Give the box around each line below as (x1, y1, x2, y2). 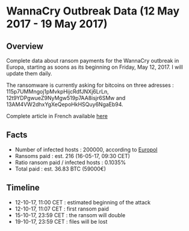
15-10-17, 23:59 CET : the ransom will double (14, 211, 126, 218)
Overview (6, 41, 44, 51)
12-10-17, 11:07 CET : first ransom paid (14, 205, 110, 212)
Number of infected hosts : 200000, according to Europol (14, 146, 158, 153)
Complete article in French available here (6, 113, 108, 119)
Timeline (6, 183, 40, 193)
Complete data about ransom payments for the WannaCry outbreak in (6, 57, 179, 64)
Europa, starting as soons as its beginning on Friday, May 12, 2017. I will (6, 63, 184, 71)
